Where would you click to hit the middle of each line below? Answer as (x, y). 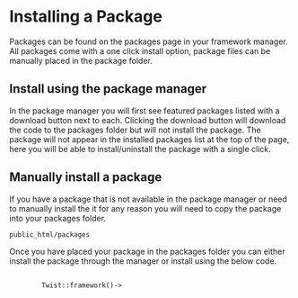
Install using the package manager (108, 89)
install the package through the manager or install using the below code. (143, 261)
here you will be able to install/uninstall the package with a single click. (140, 149)
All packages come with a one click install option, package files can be (140, 50)
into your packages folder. (57, 218)
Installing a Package (86, 17)
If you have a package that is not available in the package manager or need (148, 199)
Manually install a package (86, 177)
